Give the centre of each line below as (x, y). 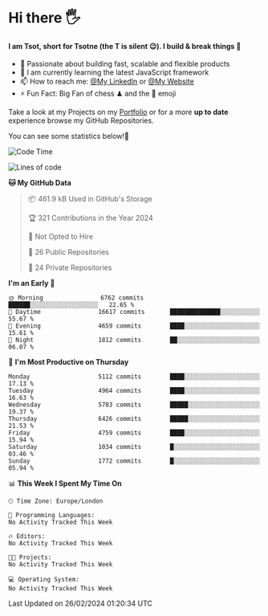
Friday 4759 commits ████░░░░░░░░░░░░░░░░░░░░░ (134, 433)
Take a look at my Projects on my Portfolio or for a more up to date (118, 112)
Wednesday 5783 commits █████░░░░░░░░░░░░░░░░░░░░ (134, 405)
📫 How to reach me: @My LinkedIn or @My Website (107, 82)
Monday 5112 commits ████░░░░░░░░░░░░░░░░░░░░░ (134, 377)
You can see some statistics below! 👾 (69, 137)
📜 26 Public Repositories (69, 252)
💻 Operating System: (44, 580)
